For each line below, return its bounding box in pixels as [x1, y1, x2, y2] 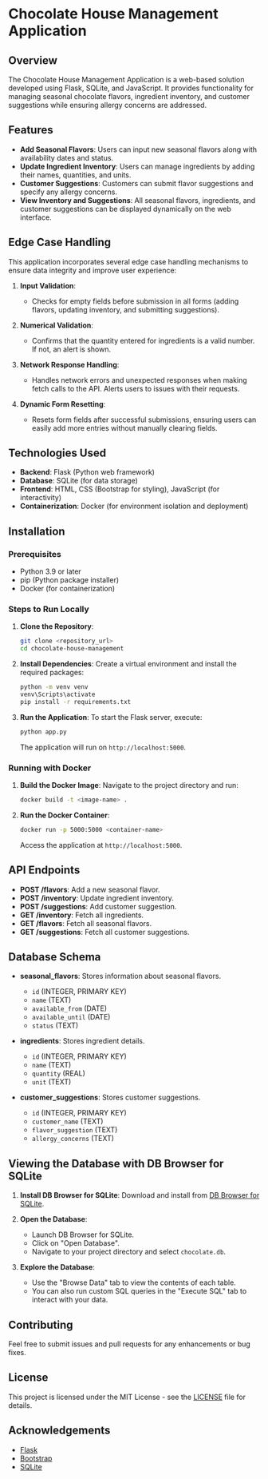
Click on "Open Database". [31, 1238, 120, 1248]
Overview [8, 54, 58, 67]
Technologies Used [8, 447, 106, 460]
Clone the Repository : [19, 622, 94, 631]
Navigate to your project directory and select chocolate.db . [31, 1247, 226, 1257]
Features [8, 123, 53, 137]
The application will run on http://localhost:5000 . [19, 742, 186, 752]
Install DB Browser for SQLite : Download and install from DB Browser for [19, 1191, 260, 1200]
